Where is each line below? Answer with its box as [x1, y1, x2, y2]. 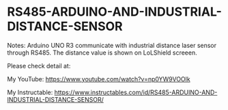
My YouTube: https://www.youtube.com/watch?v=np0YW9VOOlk [7, 74, 190, 83]
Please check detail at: [7, 61, 71, 70]
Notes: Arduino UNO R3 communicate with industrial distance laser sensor [7, 41, 217, 49]
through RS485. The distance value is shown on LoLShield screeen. [7, 49, 197, 57]
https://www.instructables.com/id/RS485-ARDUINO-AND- [54, 88, 218, 96]
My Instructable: [7, 88, 53, 96]
